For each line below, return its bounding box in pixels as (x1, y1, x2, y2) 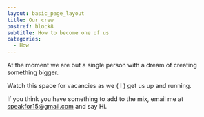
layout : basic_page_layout (7, 10, 85, 17)
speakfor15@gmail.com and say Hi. (7, 103, 108, 110)
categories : (7, 36, 41, 43)
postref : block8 (7, 23, 54, 30)
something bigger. (7, 68, 59, 76)
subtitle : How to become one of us (7, 29, 110, 36)
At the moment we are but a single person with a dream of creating (7, 61, 198, 69)
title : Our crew (7, 17, 54, 23)
